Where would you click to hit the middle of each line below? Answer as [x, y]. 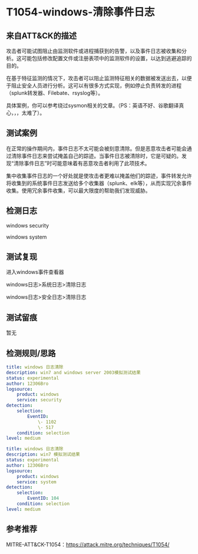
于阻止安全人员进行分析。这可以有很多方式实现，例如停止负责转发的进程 [94, 85]
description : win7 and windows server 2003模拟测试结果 [73, 372]
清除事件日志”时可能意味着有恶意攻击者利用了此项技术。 [82, 163]
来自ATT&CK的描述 [41, 36]
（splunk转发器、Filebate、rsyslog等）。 [55, 93]
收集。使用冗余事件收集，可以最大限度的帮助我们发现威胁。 [78, 190]
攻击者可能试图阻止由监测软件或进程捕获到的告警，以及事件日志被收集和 [94, 51]
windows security [27, 225]
